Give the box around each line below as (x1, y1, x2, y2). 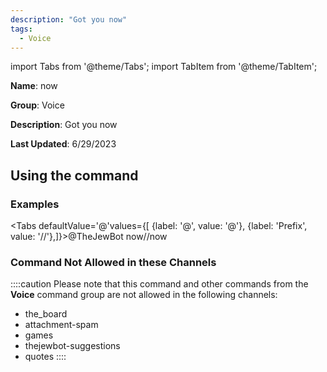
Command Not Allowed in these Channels (10, 255, 217, 269)
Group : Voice (10, 99, 65, 111)
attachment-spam (24, 319, 99, 331)
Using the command (10, 167, 139, 184)
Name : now (10, 80, 58, 92)
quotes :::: (24, 351, 67, 363)
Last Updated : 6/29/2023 (10, 138, 117, 150)
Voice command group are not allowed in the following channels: (10, 289, 278, 301)
